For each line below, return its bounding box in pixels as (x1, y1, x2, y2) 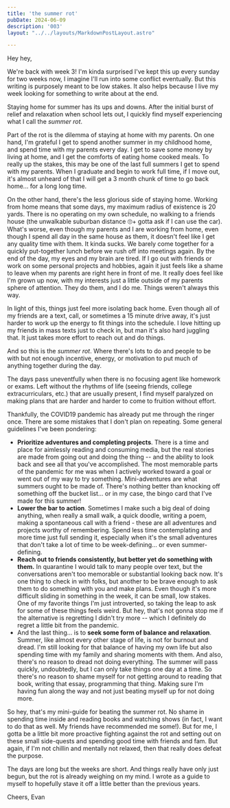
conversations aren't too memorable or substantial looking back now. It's (16, 570, 223, 579)
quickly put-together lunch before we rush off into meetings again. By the (7, 247, 215, 256)
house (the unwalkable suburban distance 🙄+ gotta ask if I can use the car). (7, 218, 223, 226)
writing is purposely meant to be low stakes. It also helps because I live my (7, 82, 219, 90)
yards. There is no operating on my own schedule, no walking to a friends (7, 210, 216, 218)
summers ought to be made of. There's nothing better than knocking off (16, 482, 220, 490)
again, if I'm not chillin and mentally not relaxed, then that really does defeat (7, 745, 222, 753)
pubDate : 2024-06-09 (7, 17, 67, 23)
